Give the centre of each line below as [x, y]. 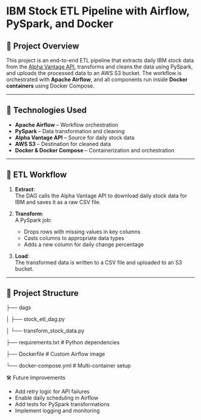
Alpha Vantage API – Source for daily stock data [74, 137]
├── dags [19, 308]
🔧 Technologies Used [46, 110]
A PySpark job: [33, 220]
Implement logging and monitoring [57, 411]
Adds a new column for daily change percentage [84, 244]
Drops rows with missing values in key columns [82, 232]
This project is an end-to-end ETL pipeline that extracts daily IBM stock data [100, 60]
